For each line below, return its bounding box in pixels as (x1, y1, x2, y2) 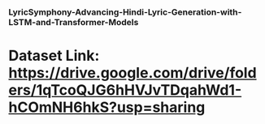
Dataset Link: (8, 47, 100, 65)
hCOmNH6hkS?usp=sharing (8, 98, 206, 117)
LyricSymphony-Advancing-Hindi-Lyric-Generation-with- (8, 6, 242, 18)
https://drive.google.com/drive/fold (8, 64, 258, 83)
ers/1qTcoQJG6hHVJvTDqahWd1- (8, 81, 242, 100)
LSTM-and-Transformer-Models (8, 16, 139, 28)
